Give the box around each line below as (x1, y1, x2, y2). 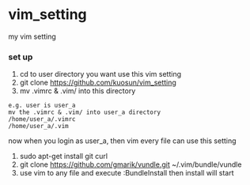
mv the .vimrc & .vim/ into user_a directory (8, 108, 161, 116)
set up (8, 51, 33, 62)
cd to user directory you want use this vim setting (19, 70, 182, 79)
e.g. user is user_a (8, 101, 77, 110)
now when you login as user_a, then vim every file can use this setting (8, 136, 237, 145)
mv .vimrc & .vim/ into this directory (19, 86, 136, 96)
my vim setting (8, 32, 57, 41)
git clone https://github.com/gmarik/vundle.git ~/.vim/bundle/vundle (19, 160, 242, 169)
